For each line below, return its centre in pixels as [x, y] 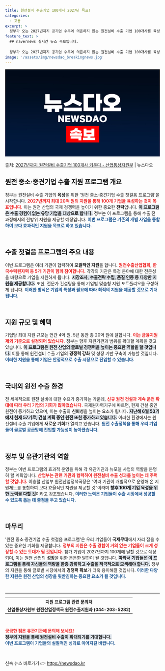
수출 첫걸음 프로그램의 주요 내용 [50, 252]
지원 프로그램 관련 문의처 [69, 602]
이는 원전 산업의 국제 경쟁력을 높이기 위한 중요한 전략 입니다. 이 [83, 207]
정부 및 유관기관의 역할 [37, 456]
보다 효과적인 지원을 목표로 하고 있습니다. [53, 225]
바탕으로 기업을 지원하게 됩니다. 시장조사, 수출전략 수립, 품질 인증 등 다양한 [81, 277]
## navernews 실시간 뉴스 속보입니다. [44, 42]
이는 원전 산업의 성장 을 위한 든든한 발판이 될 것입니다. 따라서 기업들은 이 [84, 558]
